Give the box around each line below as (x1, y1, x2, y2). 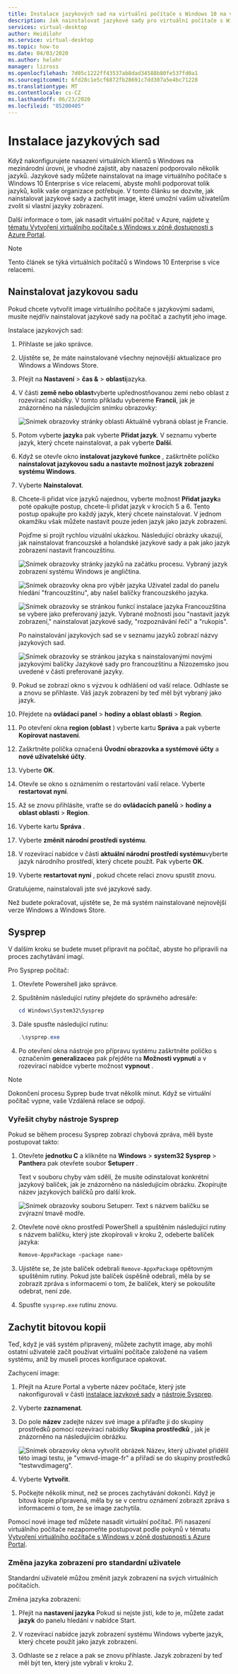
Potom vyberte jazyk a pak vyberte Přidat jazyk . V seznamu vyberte (18, 431, 218, 439)
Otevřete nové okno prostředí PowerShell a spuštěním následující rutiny (18, 1223, 227, 1231)
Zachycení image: (8, 1369, 60, 1377)
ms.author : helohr (8, 57, 62, 64)
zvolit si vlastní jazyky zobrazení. (8, 201, 104, 210)
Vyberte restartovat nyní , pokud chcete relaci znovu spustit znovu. (18, 870, 217, 879)
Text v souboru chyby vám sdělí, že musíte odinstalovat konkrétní (18, 1173, 209, 1181)
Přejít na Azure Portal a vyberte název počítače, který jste (18, 1382, 186, 1391)
